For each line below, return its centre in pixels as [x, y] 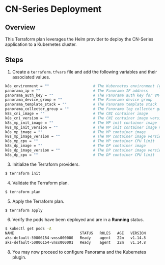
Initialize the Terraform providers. [46, 164]
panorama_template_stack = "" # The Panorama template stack [81, 105]
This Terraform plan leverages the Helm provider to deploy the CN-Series [79, 39]
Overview [20, 27]
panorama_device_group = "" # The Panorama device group [79, 100]
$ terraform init [23, 173]
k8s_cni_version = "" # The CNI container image [77, 118]
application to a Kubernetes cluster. [41, 44]
